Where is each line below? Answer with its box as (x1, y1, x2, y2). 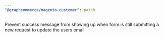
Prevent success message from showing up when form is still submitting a (5, 21, 159, 27)
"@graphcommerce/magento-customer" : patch (5, 7, 95, 13)
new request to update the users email (5, 26, 85, 33)
